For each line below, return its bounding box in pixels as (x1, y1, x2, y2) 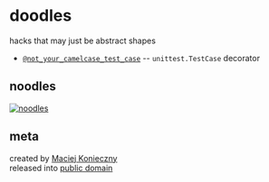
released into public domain (9, 162, 113, 173)
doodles (9, 5, 72, 26)
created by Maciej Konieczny (9, 152, 118, 163)
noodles (9, 78, 57, 95)
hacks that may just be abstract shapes (9, 35, 157, 46)
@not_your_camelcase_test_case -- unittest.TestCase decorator (22, 52, 261, 63)
